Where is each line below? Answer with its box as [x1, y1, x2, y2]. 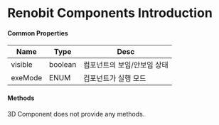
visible [11, 60, 33, 70]
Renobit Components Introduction [7, 5, 213, 21]
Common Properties [7, 28, 69, 37]
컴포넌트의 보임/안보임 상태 [82, 60, 169, 70]
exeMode [11, 73, 43, 83]
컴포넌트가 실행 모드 [82, 73, 146, 83]
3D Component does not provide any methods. [7, 109, 145, 118]
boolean [48, 60, 77, 70]
